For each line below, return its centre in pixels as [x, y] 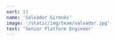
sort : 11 [17, 12]
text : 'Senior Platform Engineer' [50, 29]
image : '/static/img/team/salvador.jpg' [58, 23]
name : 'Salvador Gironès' [39, 17]
